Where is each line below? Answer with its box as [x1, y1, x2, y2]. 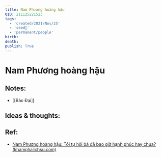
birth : [5, 35, 19, 40]
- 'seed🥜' [9, 26, 29, 30]
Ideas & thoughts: [5, 111, 60, 120]
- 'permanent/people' [9, 30, 54, 35]
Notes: [5, 84, 26, 93]
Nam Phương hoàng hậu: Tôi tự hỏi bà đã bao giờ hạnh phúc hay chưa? [12, 141, 156, 147]
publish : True [5, 44, 34, 49]
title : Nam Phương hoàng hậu [5, 7, 65, 12]
